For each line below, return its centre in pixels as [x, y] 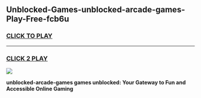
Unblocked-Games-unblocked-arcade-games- [96, 10]
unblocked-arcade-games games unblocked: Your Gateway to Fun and [96, 82]
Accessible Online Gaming [40, 88]
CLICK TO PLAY [29, 36]
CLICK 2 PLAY [27, 58]
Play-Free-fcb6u [38, 19]
